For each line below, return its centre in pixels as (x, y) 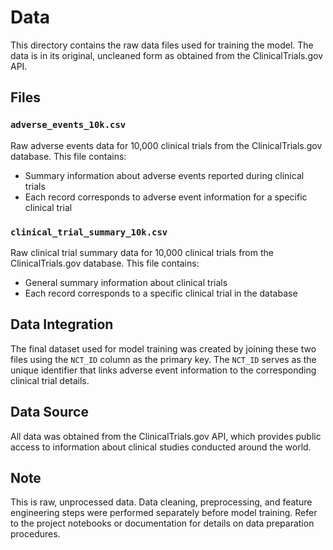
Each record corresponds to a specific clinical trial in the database (161, 293)
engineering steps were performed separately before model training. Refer (164, 513)
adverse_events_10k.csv (68, 125)
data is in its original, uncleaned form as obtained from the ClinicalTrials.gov (167, 55)
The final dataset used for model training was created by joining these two (163, 348)
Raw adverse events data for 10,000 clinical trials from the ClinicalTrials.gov (166, 145)
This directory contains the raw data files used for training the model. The (162, 45)
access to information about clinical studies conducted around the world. (161, 447)
